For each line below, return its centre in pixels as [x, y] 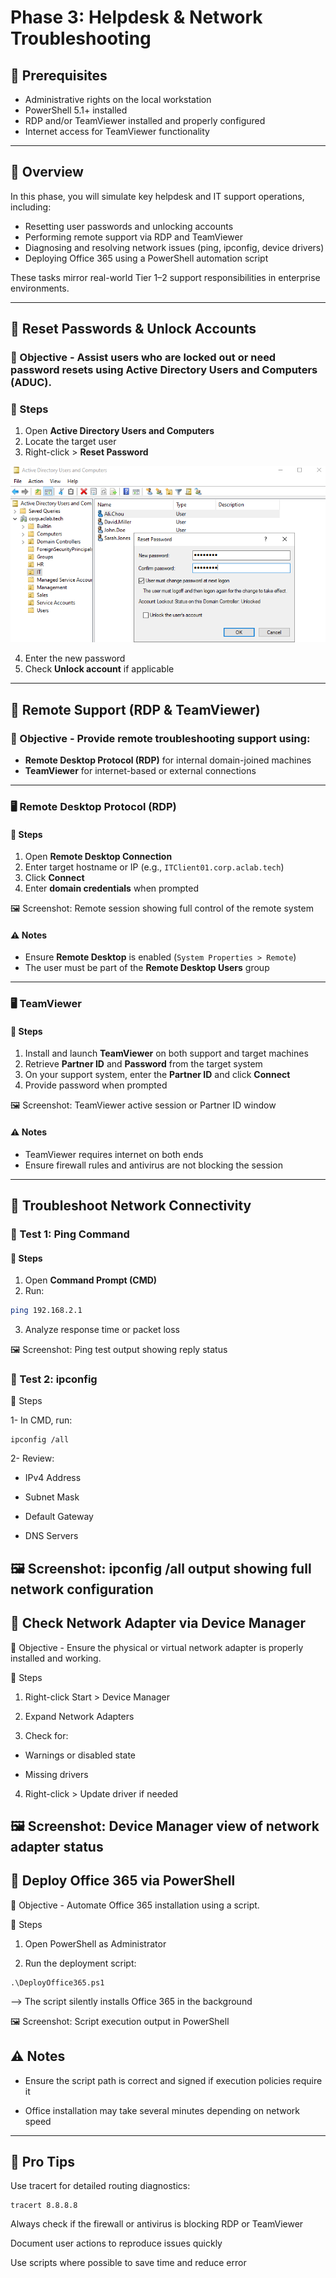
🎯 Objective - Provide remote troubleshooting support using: [160, 738]
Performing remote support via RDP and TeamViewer [133, 237]
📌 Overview [47, 172]
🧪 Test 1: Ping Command [70, 1234]
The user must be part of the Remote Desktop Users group [147, 968]
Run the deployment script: [80, 1963]
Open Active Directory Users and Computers [119, 431]
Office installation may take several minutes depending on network [162, 2110]
